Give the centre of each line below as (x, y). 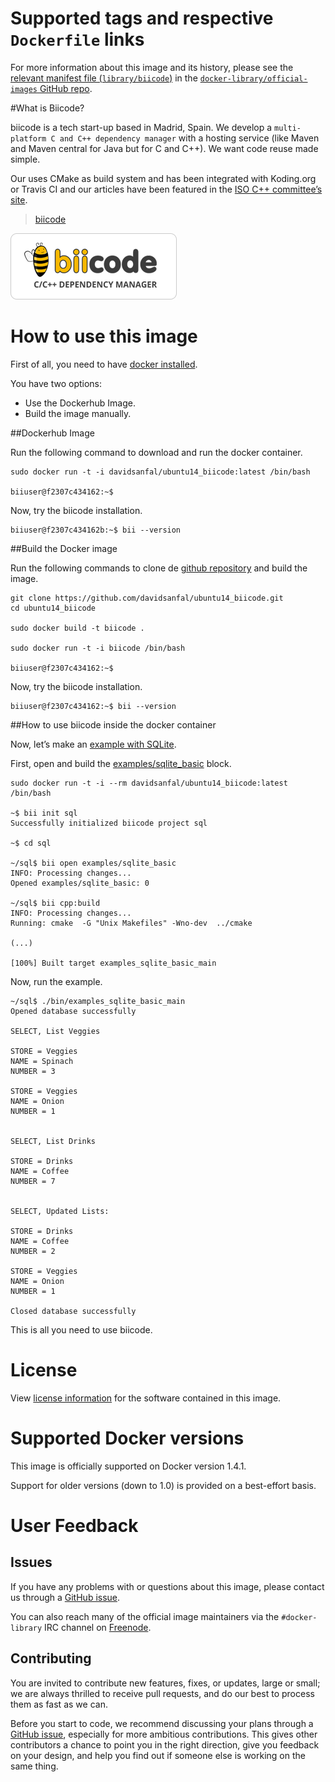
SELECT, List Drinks (53, 1141)
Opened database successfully (73, 1011)
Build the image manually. (78, 413)
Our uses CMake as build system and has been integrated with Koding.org (163, 178)
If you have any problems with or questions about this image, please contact (167, 1586)
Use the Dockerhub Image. (80, 403)
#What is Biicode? (47, 108)
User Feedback (74, 1525)
